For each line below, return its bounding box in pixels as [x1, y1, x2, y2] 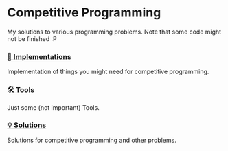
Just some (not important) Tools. [7, 103, 100, 111]
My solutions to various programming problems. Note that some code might [7, 27, 222, 36]
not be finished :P [7, 34, 57, 43]
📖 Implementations [7, 51, 71, 61]
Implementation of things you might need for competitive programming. [7, 67, 209, 76]
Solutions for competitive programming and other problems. [7, 136, 176, 144]
